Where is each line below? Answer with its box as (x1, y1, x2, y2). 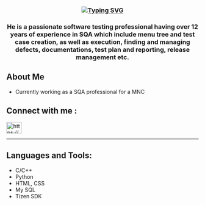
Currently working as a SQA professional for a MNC (15, 88, 145, 95)
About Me (6, 72, 45, 82)
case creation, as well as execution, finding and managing (15, 37, 190, 46)
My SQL (15, 186, 35, 193)
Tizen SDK (15, 192, 42, 200)
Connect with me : (6, 106, 77, 116)
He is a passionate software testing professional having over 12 (7, 22, 198, 31)
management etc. (76, 52, 129, 61)
